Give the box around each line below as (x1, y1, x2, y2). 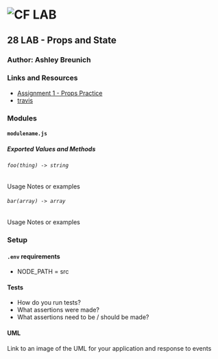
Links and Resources (7, 73, 78, 83)
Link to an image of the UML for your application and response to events (7, 344, 212, 352)
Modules (7, 113, 38, 123)
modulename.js (7, 131, 48, 138)
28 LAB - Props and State (7, 34, 117, 46)
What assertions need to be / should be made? (16, 313, 149, 321)
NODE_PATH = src (16, 268, 69, 276)
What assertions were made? (16, 306, 100, 314)
